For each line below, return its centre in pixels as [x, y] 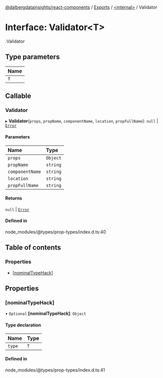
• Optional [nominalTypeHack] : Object [46, 313]
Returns [14, 198]
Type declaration [23, 325]
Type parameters [32, 57]
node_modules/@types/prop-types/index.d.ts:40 [56, 232]
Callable [18, 96]
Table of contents [33, 248]
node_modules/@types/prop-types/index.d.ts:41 [55, 370]
